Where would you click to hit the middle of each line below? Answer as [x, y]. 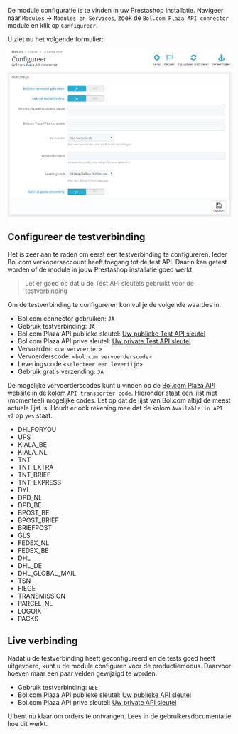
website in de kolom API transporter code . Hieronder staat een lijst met [112, 393]
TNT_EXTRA [36, 467]
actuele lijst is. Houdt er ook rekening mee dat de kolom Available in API [115, 408]
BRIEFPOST [35, 527]
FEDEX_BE [33, 550]
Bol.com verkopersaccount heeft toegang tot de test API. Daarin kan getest [117, 262]
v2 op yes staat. [30, 415]
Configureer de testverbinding [76, 237]
